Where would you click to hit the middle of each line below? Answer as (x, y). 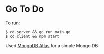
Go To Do (25, 9)
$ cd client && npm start (32, 36)
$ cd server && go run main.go (38, 32)
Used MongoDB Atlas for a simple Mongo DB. (52, 45)
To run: (13, 23)
